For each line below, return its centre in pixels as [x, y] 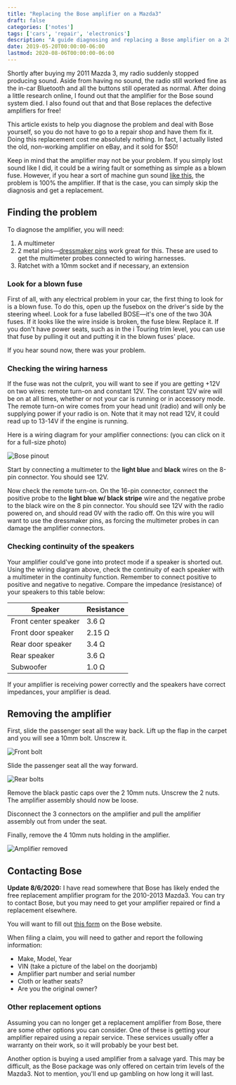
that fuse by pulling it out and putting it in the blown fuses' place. [101, 336]
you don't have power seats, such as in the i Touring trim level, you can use [116, 329]
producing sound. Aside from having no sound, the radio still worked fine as [117, 80]
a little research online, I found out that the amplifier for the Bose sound [111, 95]
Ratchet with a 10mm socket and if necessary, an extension [103, 266]
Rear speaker [33, 655]
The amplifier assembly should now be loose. [73, 800]
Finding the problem [52, 212]
